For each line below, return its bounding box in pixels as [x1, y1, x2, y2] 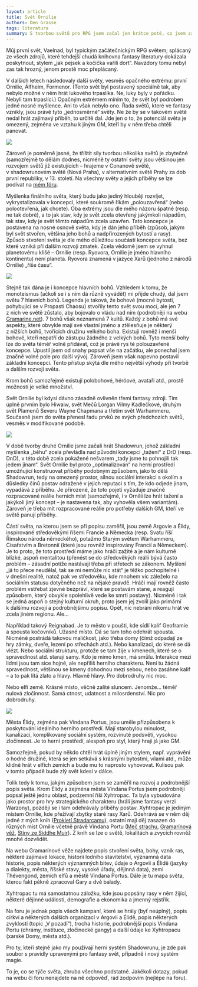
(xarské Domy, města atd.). [6, 933, 72, 940]
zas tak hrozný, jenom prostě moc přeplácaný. [6, 66, 118, 73]
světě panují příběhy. [6, 511, 57, 518]
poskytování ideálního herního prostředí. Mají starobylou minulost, [6, 725, 166, 732]
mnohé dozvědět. [6, 836, 49, 843]
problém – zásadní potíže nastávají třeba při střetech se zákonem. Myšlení [6, 560, 186, 567]
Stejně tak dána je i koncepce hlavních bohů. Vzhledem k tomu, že [6, 284, 168, 291]
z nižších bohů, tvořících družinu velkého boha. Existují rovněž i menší [6, 328, 177, 335]
